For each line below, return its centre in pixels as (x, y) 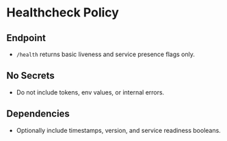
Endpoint (26, 38)
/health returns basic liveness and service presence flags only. (106, 54)
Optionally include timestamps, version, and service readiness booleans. (119, 130)
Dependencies (38, 114)
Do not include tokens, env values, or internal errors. (90, 92)
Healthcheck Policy (63, 13)
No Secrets (31, 76)
